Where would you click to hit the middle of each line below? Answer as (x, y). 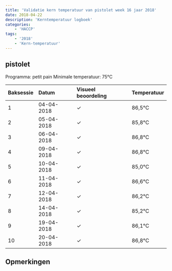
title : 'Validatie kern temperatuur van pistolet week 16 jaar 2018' (81, 10)
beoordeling (92, 95)
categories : (18, 24)
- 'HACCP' (25, 29)
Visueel (86, 89)
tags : (11, 34)
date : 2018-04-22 (24, 15)
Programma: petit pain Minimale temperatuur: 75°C (59, 76)
